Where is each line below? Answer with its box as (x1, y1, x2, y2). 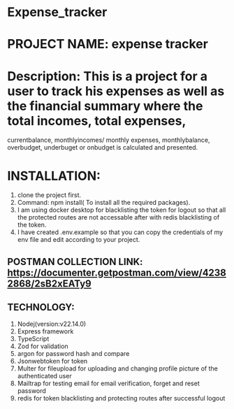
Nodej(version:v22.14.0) (17, 320, 87, 329)
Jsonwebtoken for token (17, 357, 88, 366)
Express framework (17, 327, 74, 336)
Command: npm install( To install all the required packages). (17, 199, 191, 207)
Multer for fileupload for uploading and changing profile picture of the (17, 364, 218, 373)
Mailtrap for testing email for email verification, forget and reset (17, 379, 200, 388)
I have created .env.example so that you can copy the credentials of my (17, 228, 224, 236)
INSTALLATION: (7, 168, 101, 184)
